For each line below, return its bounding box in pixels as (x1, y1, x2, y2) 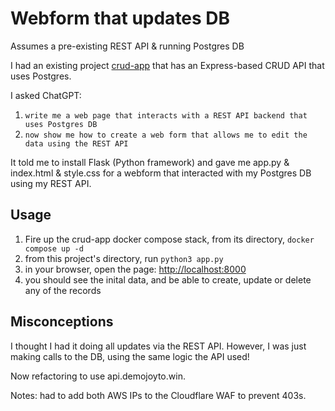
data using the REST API (24, 138, 129, 149)
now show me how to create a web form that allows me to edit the (24, 130, 308, 140)
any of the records (24, 284, 102, 296)
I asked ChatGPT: (10, 89, 82, 101)
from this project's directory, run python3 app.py (24, 252, 224, 264)
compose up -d (24, 243, 84, 254)
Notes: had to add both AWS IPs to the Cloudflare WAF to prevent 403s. (10, 389, 307, 401)
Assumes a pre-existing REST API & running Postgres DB (10, 40, 245, 52)
